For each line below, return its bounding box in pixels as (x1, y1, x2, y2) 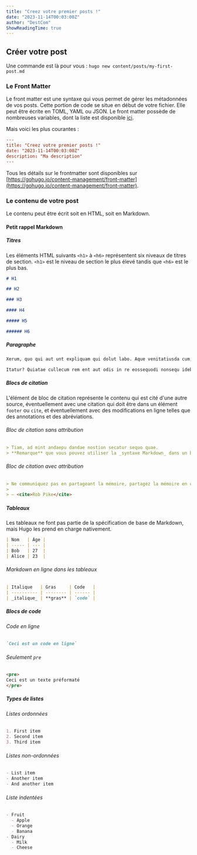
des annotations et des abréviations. (6, 413, 94, 420)
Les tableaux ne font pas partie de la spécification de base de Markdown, (6, 519, 184, 527)
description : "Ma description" (6, 153, 83, 159)
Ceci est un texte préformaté (6, 677, 80, 683)
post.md (6, 69, 25, 75)
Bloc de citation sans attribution (6, 427, 84, 434)
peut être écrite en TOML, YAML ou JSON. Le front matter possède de (6, 108, 176, 115)
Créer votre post (6, 46, 67, 56)
